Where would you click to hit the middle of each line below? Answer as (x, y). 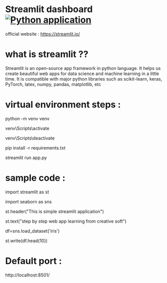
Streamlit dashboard (49, 9)
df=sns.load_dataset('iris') (33, 231)
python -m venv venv (27, 118)
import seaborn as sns (29, 201)
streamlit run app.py (26, 158)
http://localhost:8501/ (27, 275)
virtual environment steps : (63, 105)
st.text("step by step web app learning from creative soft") (66, 221)
